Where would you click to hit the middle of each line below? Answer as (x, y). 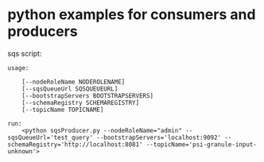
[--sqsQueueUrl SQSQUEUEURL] (70, 89)
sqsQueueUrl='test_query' (50, 137)
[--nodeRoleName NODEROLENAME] (74, 82)
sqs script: (25, 53)
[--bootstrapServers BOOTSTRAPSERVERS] (88, 96)
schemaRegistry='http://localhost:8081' (76, 145)
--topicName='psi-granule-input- (202, 145)
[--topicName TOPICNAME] (63, 110)
